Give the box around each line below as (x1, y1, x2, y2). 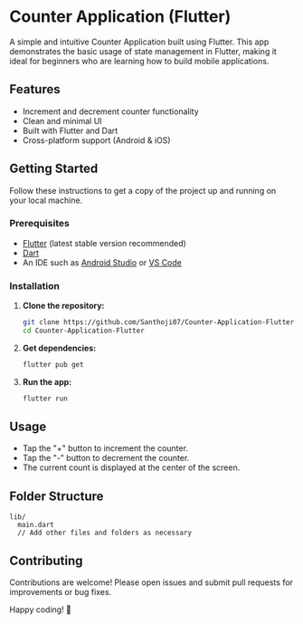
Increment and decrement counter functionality (22, 106, 199, 117)
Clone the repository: (22, 301, 105, 312)
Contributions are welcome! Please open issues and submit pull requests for (9, 577, 294, 588)
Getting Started (9, 161, 99, 177)
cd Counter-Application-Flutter (22, 326, 145, 336)
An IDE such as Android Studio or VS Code (22, 256, 183, 268)
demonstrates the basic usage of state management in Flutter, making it (9, 45, 278, 56)
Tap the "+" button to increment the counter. (22, 443, 188, 454)
